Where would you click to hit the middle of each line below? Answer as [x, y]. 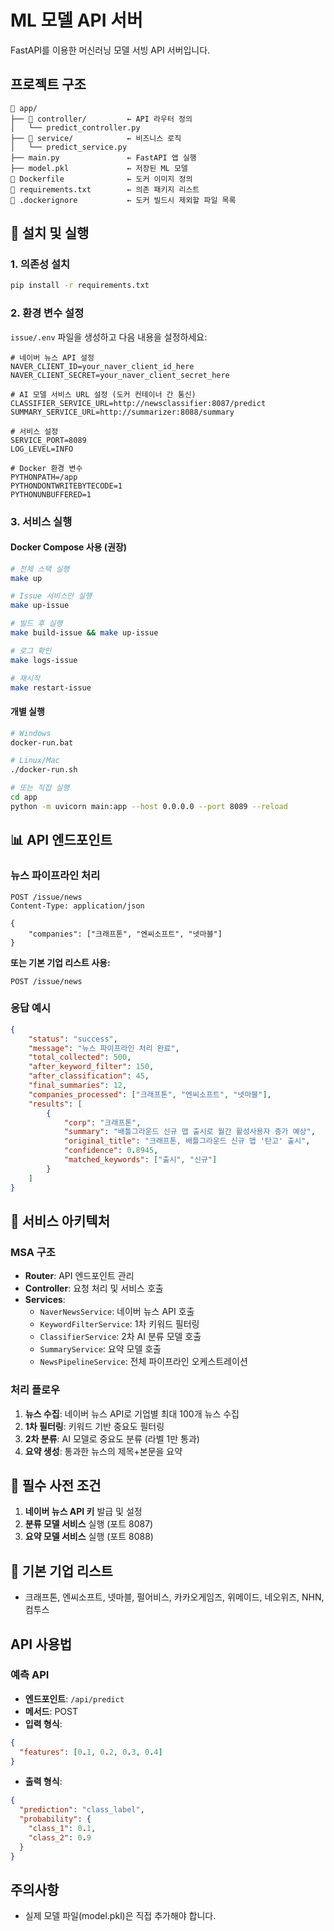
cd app [24, 797]
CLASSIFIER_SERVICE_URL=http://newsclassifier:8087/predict [138, 403]
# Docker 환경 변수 [46, 468]
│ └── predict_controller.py [75, 127]
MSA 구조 [33, 1252]
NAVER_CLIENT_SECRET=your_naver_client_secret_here [120, 375]
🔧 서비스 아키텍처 [60, 1221]
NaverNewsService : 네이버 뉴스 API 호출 [117, 1312]
